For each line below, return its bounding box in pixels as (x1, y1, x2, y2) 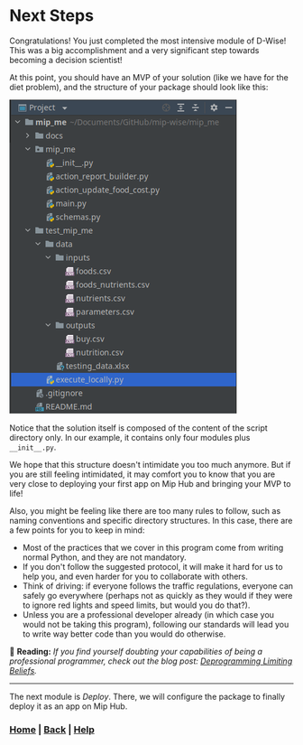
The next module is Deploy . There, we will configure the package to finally (9, 691, 286, 702)
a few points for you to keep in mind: (9, 525, 145, 535)
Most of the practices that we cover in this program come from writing (22, 542, 284, 553)
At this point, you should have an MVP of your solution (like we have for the (9, 71, 289, 82)
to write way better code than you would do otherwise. (22, 629, 226, 639)
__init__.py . (9, 442, 57, 452)
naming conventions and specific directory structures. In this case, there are (9, 515, 293, 526)
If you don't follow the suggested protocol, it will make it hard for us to (22, 561, 283, 572)
